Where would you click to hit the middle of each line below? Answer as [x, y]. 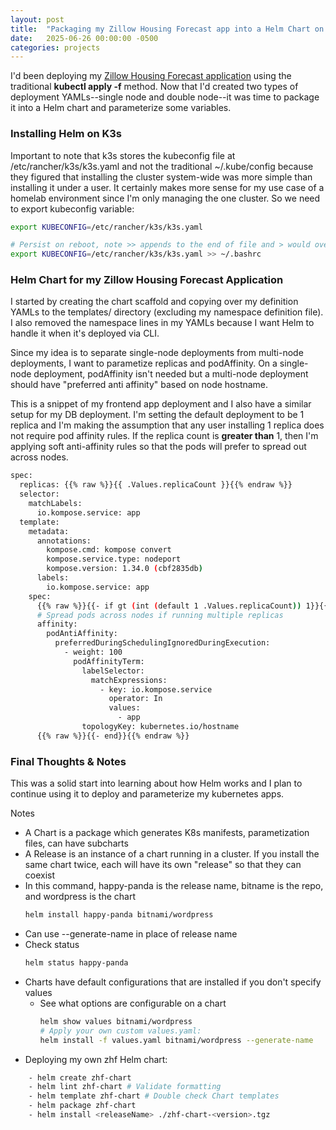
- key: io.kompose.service [156, 689]
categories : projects [55, 47]
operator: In [135, 699]
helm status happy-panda [76, 963]
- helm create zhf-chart [80, 1077]
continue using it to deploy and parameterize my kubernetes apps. [147, 794]
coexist [40, 875]
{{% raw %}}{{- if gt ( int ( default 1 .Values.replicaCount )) [169, 606]
